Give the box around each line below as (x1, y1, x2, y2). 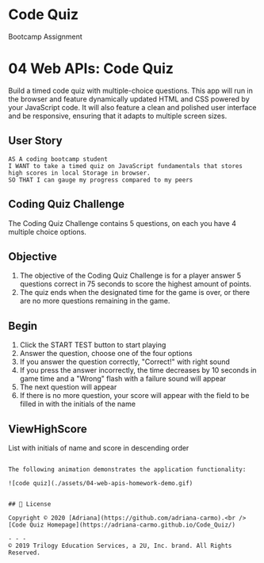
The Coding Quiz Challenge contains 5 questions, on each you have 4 (8, 218, 236, 228)
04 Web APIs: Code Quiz (8, 59, 174, 78)
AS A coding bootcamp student (8, 155, 109, 163)
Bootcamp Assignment (8, 32, 83, 41)
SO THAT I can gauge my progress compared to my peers (8, 176, 193, 184)
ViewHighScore (8, 422, 87, 435)
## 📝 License (8, 500, 52, 508)
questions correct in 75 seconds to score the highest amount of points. (19, 279, 252, 289)
